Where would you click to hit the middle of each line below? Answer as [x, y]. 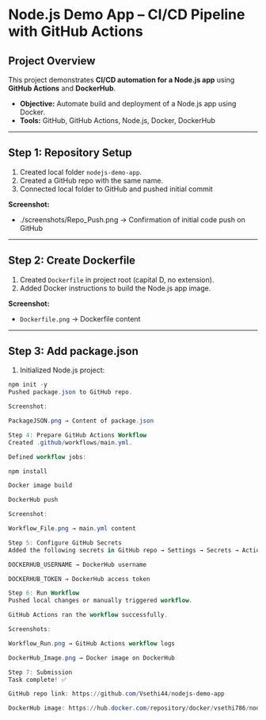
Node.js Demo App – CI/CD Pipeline [127, 15]
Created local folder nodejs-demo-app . [81, 171]
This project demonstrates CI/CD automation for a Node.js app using [122, 80]
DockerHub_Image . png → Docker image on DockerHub [92, 658]
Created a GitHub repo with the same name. [91, 180]
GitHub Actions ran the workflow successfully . [88, 615]
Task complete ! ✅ [38, 680]
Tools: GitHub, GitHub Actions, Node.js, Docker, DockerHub [117, 120]
